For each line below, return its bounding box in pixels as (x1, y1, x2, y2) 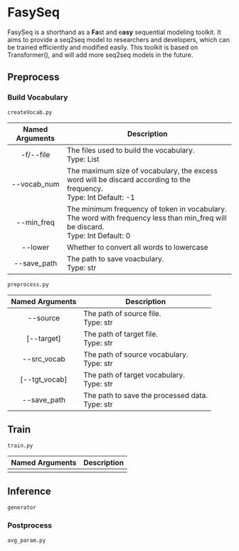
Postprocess (7, 520, 52, 530)
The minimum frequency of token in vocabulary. (66, 204, 228, 214)
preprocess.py (7, 280, 50, 288)
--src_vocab (22, 354, 65, 364)
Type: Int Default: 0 (66, 231, 131, 241)
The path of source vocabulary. (83, 350, 188, 360)
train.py (7, 442, 33, 449)
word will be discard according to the (66, 174, 191, 184)
